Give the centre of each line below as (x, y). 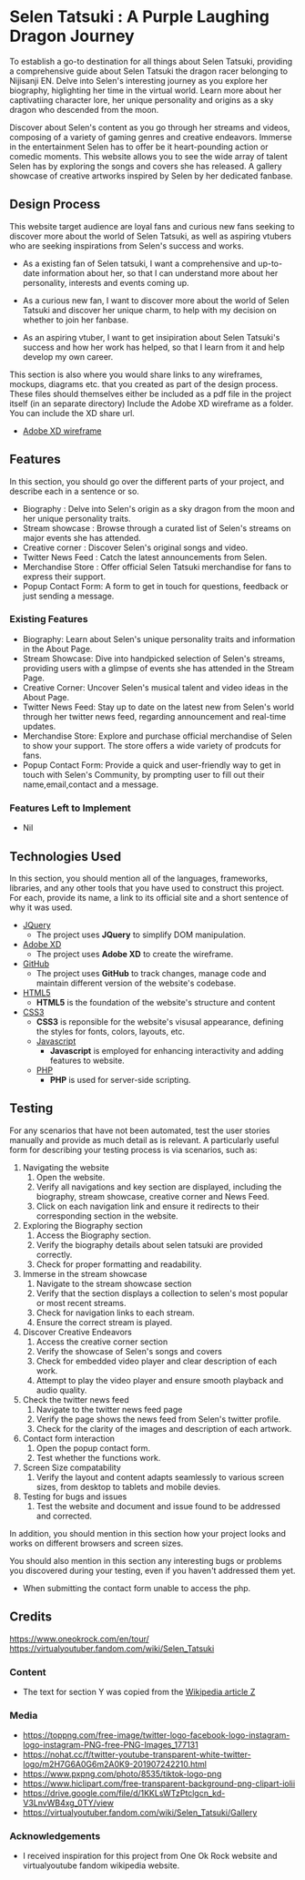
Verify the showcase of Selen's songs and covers (129, 1351)
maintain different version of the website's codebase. (136, 983)
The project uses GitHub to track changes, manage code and (151, 973)
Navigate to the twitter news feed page (109, 1409)
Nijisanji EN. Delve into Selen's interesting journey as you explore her (139, 80)
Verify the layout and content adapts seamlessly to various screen (160, 1476)
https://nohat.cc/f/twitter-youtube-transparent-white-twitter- (137, 1754)
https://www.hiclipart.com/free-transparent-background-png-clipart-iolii (159, 1783)
